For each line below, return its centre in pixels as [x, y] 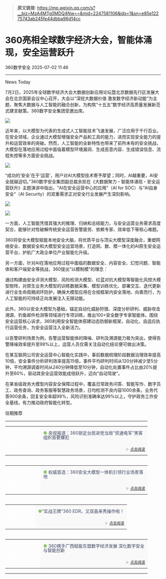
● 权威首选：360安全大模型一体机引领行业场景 [91, 472]
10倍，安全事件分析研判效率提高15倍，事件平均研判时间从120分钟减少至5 [79, 361]
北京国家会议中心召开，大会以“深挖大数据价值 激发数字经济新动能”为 [83, 98]
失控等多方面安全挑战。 [33, 155]
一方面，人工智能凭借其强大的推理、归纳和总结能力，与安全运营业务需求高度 [83, 223]
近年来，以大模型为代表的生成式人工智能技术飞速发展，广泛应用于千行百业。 [83, 131]
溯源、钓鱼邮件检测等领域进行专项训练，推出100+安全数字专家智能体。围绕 [82, 315]
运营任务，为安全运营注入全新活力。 [46, 327]
